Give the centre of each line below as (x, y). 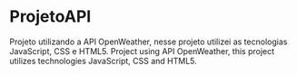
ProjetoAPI (50, 17)
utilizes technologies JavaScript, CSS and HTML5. (103, 61)
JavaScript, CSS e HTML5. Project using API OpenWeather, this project (142, 51)
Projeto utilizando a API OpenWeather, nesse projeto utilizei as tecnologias (148, 42)
